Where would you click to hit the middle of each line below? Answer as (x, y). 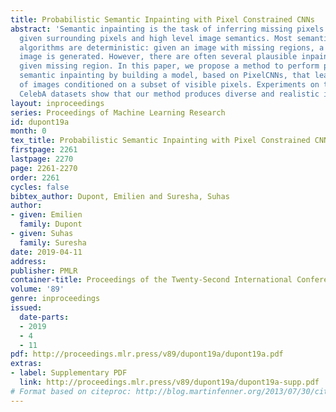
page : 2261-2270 (44, 168)
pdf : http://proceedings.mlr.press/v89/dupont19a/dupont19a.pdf (147, 354)
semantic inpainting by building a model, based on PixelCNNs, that (165, 76)
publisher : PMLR (44, 271)
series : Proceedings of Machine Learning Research (118, 112)
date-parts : (44, 317)
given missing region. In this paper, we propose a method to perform (169, 66)
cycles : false (40, 187)
